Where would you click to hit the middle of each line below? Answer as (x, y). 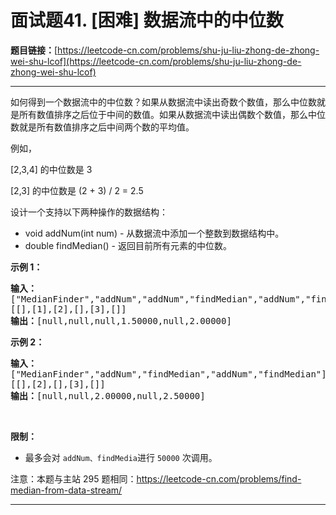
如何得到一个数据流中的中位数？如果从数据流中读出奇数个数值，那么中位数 (163, 102)
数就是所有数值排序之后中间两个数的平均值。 (102, 127)
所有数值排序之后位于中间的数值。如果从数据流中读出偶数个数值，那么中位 (172, 114)
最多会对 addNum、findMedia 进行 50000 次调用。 (121, 457)
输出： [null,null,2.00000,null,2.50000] (108, 395)
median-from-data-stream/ (66, 490)
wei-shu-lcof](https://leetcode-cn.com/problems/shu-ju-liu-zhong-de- (156, 61)
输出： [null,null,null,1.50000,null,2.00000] (121, 320)
